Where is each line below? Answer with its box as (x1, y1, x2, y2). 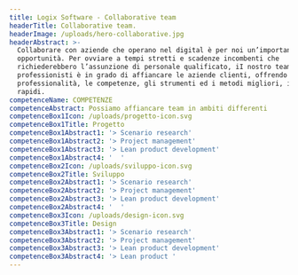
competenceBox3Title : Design (9, 219, 117, 228)
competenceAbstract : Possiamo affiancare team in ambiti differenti (9, 104, 268, 113)
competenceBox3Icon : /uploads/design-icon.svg (9, 210, 184, 220)
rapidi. (17, 87, 46, 96)
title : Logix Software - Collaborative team (9, 12, 176, 22)
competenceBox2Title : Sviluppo (9, 169, 125, 178)
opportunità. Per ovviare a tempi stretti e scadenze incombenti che (17, 54, 279, 63)
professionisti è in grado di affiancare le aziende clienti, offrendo (17, 71, 288, 80)
